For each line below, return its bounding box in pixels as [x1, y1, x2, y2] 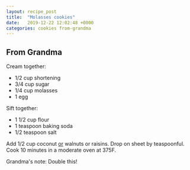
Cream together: [6, 63, 46, 70]
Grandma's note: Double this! [6, 158, 78, 165]
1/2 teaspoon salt [14, 129, 57, 136]
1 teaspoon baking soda [14, 123, 73, 130]
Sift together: [6, 105, 38, 112]
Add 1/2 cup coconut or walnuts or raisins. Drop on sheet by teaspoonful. [6, 140, 185, 147]
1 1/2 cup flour [14, 116, 49, 123]
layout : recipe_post [6, 8, 57, 15]
